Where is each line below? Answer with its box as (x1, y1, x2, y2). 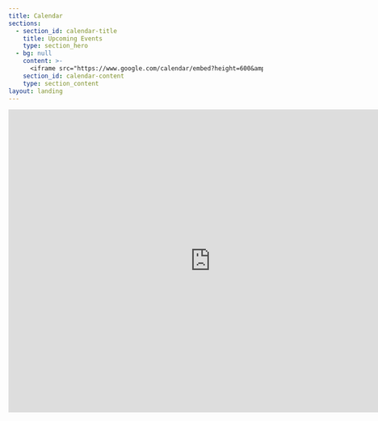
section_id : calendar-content (23, 72, 125, 80)
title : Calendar (8, 11, 63, 20)
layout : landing (8, 86, 63, 95)
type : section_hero (23, 42, 89, 50)
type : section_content (23, 79, 99, 87)
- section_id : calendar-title (15, 27, 117, 35)
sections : (8, 19, 42, 27)
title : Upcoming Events (23, 34, 103, 43)
